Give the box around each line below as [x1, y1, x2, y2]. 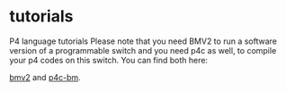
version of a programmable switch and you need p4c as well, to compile [9, 45, 277, 55]
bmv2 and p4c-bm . [9, 71, 81, 82]
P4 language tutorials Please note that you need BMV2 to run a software [9, 36, 277, 46]
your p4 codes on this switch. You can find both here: [9, 54, 209, 65]
